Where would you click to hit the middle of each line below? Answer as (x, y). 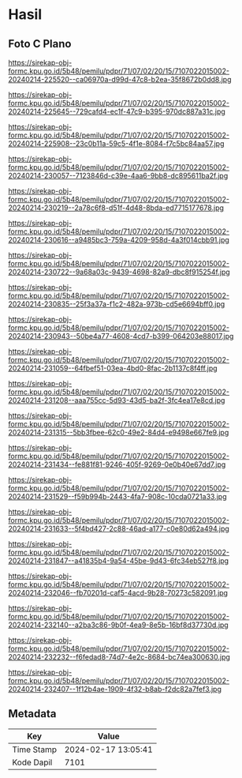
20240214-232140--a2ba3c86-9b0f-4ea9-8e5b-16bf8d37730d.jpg (118, 625)
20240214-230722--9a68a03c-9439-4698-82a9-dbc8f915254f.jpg (119, 272)
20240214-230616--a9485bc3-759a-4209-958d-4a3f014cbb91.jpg (119, 240)
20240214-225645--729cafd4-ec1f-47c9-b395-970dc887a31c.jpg (117, 111)
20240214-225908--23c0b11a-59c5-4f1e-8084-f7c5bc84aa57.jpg (116, 143)
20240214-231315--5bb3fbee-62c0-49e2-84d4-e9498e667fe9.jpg (119, 432)
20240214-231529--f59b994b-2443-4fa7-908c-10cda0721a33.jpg (117, 496)
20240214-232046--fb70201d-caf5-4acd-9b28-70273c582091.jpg (118, 593)
